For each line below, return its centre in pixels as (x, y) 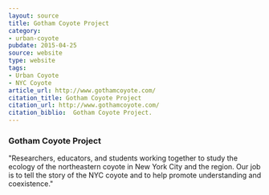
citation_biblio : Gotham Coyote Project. (80, 113)
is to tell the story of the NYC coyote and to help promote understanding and (135, 175)
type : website (32, 61)
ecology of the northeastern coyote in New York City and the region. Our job (134, 167)
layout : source (34, 16)
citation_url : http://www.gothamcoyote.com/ (84, 105)
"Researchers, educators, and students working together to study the (123, 158)
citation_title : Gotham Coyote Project (75, 98)
